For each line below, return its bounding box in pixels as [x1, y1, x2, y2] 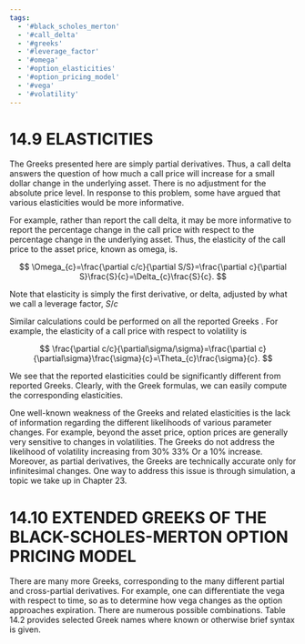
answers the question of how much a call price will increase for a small [9, 168, 275, 179]
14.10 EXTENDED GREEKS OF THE [9, 507, 267, 528]
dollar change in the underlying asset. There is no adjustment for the [9, 178, 267, 189]
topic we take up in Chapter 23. [9, 475, 127, 487]
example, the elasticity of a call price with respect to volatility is [9, 326, 248, 337]
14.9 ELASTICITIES [9, 128, 154, 149]
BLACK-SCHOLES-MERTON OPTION [9, 527, 289, 547]
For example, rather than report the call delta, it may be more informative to [9, 215, 292, 226]
